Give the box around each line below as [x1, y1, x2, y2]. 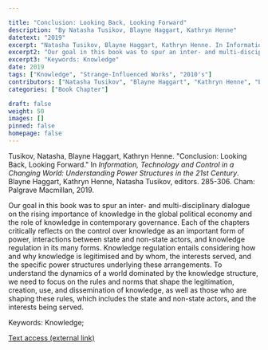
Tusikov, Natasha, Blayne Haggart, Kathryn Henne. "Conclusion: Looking [8, 151, 247, 160]
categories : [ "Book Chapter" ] [8, 85, 109, 93]
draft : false [8, 100, 52, 108]
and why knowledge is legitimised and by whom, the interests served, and [8, 251, 252, 261]
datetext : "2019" [8, 33, 66, 41]
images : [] [8, 115, 45, 123]
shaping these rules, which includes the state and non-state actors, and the [8, 293, 257, 303]
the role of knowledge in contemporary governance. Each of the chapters [8, 217, 250, 227]
